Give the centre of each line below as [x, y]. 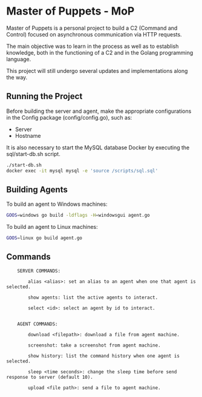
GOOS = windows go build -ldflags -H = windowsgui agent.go [78, 215]
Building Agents [37, 189]
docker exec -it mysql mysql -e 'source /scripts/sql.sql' [82, 171]
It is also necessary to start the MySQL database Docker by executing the [98, 148]
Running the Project [44, 96]
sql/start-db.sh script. [33, 154]
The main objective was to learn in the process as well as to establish [93, 46]
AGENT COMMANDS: [38, 324]
